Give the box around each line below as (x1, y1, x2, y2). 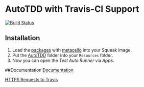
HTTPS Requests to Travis (5, 76, 58, 82)
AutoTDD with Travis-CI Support (5, 3, 140, 15)
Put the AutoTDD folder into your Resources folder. (12, 52, 113, 58)
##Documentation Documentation (5, 67, 73, 73)
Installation (5, 34, 40, 42)
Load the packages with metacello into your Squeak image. (12, 47, 132, 53)
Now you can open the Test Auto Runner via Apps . (12, 58, 114, 63)
